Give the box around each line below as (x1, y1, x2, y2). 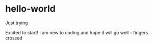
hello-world (5, 3, 56, 15)
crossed (5, 35, 22, 41)
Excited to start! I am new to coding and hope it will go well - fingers (5, 29, 148, 35)
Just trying (5, 20, 28, 26)
